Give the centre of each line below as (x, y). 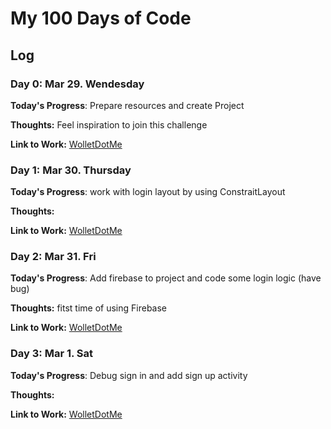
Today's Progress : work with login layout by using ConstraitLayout (148, 192)
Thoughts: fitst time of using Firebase (89, 308)
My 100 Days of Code (101, 18)
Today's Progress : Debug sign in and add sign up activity (129, 375)
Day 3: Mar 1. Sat (52, 354)
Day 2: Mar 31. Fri (53, 257)
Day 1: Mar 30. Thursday (71, 170)
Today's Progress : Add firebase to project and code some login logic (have (166, 278)
